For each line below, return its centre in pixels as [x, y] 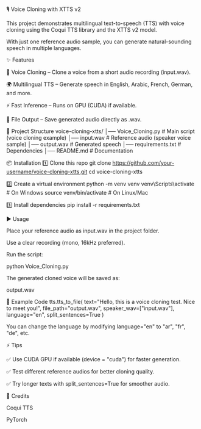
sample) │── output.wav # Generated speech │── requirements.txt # [94, 144]
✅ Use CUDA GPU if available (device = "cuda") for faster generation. [93, 359]
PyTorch [17, 420]
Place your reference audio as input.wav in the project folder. [83, 231]
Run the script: [25, 254]
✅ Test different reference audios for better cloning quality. [80, 371]
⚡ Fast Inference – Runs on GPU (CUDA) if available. [72, 105]
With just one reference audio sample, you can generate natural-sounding [99, 41]
